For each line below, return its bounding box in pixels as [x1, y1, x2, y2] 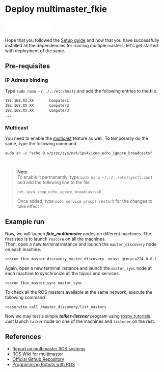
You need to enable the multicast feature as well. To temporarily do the [5, 135, 148, 141]
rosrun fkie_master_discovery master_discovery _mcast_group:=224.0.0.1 [5, 256, 157, 261]
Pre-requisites [5, 62, 50, 70]
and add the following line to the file [17, 179, 90, 185]
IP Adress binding [5, 77, 48, 84]
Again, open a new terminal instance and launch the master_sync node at [5, 265, 152, 271]
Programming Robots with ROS [12, 361, 75, 367]
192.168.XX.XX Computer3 [5, 108, 69, 113]
